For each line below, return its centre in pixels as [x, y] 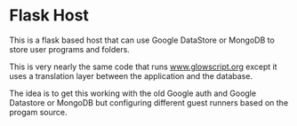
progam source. [38, 112]
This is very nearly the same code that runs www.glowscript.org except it [143, 67]
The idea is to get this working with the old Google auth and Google [132, 93]
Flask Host [49, 16]
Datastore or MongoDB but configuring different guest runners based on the [149, 102]
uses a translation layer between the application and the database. [131, 75]
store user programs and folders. [70, 49]
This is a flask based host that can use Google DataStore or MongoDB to [142, 40]
